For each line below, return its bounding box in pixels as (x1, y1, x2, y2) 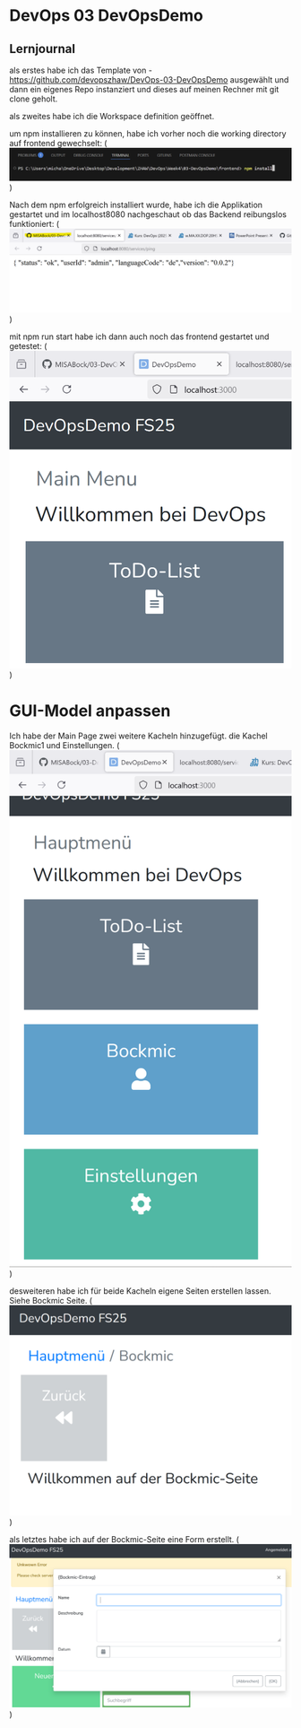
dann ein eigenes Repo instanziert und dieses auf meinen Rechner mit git (9, 84, 279, 94)
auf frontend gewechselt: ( (9, 138, 107, 148)
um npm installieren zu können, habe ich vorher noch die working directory (9, 128, 287, 139)
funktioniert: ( (9, 218, 60, 229)
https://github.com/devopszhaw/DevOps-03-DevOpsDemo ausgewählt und (9, 74, 289, 85)
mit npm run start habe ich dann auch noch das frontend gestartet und (9, 331, 270, 342)
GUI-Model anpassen (9, 701, 171, 721)
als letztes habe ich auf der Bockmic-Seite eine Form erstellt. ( (9, 1533, 240, 1544)
